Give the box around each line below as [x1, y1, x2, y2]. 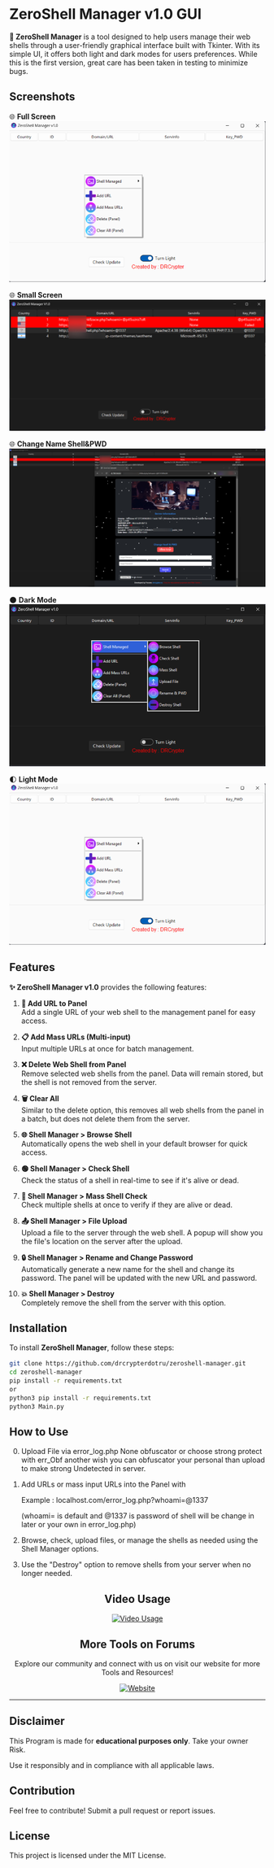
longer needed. [20, 1569, 72, 1578]
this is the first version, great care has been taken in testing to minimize [9, 58, 249, 67]
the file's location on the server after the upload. [20, 1236, 183, 1246]
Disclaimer [9, 1714, 65, 1728]
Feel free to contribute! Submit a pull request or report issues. [9, 1805, 216, 1815]
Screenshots [9, 90, 76, 104]
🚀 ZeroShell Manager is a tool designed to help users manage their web [9, 32, 251, 41]
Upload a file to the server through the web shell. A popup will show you [20, 1227, 263, 1237]
